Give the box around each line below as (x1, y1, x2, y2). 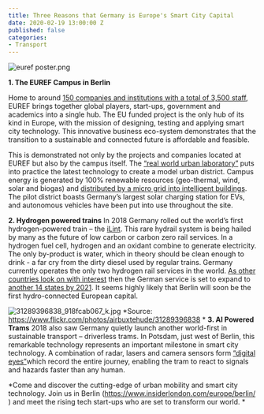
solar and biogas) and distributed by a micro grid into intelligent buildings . (8, 184, 247, 193)
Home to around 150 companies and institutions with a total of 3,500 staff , (8, 93, 248, 103)
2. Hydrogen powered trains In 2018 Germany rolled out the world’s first (8, 216, 244, 226)
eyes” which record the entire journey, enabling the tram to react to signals (8, 356, 249, 367)
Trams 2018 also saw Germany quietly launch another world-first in (8, 323, 228, 333)
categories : (8, 33, 47, 42)
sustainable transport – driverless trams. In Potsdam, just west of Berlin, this (8, 332, 255, 341)
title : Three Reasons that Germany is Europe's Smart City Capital (8, 11, 235, 20)
